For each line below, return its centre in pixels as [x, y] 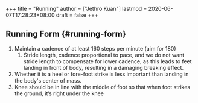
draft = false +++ [77, 15]
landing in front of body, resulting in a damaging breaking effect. [104, 67]
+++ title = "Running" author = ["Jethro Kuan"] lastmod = [76, 9]
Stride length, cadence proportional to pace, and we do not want [104, 55]
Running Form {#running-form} [66, 34]
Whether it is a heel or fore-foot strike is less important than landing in [101, 74]
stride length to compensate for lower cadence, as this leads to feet [107, 61]
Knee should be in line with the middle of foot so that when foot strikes [102, 87]
